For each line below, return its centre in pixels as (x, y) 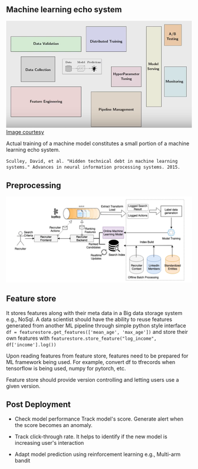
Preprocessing (34, 185)
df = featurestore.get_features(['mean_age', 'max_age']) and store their (97, 332)
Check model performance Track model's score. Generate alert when (99, 419)
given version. (23, 386)
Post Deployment (38, 404)
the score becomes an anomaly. (54, 425)
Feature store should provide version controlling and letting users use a (93, 379)
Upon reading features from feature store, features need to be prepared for (97, 356)
